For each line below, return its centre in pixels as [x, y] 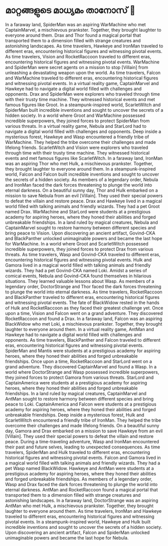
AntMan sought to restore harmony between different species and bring [79, 399]
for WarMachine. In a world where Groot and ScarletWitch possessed [77, 244]
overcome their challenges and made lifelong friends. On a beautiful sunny [82, 425]
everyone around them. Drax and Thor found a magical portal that [73, 35]
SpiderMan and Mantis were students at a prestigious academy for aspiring [83, 350]
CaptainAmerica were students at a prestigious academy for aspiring [76, 382]
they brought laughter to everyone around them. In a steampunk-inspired [80, 169]
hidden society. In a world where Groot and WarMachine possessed [75, 115]
